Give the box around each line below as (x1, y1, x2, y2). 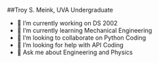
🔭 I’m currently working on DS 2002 (16, 19, 118, 27)
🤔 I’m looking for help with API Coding (16, 41, 124, 49)
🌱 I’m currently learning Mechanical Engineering (16, 27, 152, 34)
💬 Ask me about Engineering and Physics (16, 48, 133, 56)
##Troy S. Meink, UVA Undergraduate (7, 6, 114, 14)
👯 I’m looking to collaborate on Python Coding (16, 34, 147, 42)
